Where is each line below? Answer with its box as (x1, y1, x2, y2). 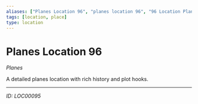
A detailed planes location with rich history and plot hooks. (6, 76, 148, 83)
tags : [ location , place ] (6, 14, 67, 20)
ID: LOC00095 (6, 92, 41, 100)
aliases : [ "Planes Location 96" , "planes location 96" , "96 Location (6, 8, 181, 15)
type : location (6, 19, 44, 25)
